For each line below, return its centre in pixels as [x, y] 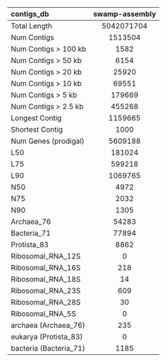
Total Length [32, 26]
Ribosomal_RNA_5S [43, 313]
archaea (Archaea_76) [48, 325]
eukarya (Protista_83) [47, 337]
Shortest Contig [37, 129]
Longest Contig [36, 118]
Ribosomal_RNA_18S [46, 279]
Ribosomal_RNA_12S [46, 256]
